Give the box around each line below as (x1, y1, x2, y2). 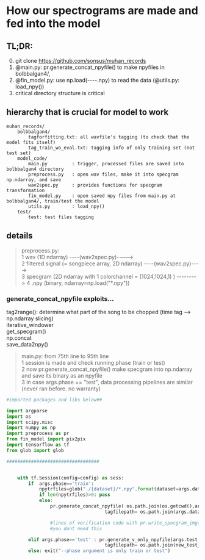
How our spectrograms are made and (6, 4, 198, 18)
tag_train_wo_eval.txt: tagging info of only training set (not (28, 145, 195, 151)
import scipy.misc (6, 419, 53, 425)
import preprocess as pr (6, 431, 70, 437)
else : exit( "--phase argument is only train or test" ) (28, 548, 171, 554)
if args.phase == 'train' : (28, 480, 95, 487)
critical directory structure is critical (15, 90, 105, 96)
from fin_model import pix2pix (6, 436, 86, 442)
